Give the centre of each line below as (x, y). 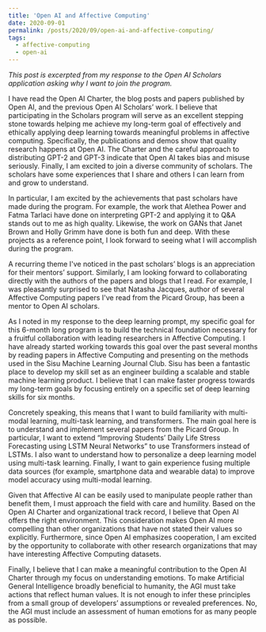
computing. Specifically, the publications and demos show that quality (123, 141)
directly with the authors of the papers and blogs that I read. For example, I (130, 281)
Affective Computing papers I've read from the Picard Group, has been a (127, 297)
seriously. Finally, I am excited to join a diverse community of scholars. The (131, 166)
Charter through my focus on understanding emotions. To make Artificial (126, 578)
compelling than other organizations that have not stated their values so (125, 529)
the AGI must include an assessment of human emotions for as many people (133, 611)
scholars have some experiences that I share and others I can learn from (126, 174)
